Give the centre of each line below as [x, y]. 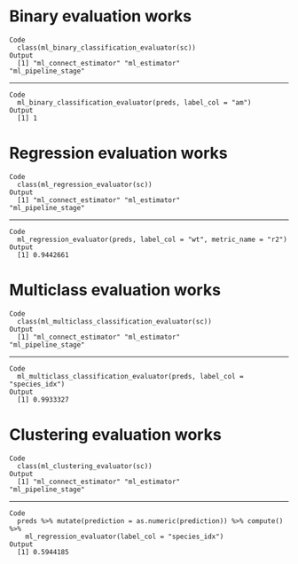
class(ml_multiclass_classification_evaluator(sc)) [115, 321]
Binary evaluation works [101, 16]
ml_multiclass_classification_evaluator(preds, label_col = [130, 376]
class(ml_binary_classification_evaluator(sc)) [107, 47]
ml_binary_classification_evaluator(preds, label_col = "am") [134, 102]
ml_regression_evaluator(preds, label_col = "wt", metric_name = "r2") [153, 239]
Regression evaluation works [118, 153]
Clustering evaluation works [115, 435]
